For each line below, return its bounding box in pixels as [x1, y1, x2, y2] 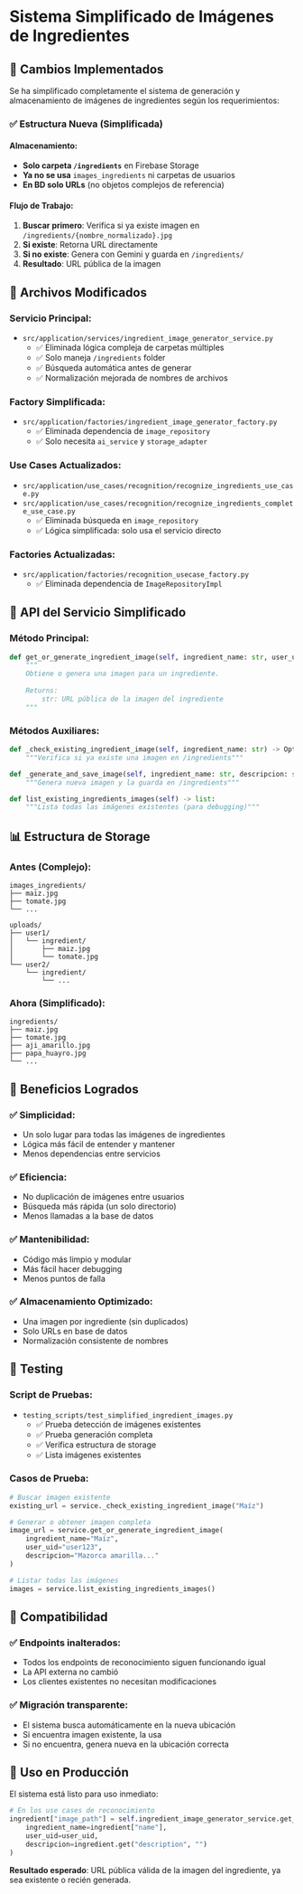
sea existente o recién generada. [9, 1874, 132, 1885]
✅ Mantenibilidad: [9, 1233, 90, 1246]
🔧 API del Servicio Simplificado [9, 605, 187, 620]
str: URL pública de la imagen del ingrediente [41, 694, 224, 703]
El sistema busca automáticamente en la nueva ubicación [22, 1720, 236, 1730]
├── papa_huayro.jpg [9, 1049, 87, 1059]
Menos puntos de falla [22, 1273, 106, 1284]
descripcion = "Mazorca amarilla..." [25, 1551, 160, 1560]
